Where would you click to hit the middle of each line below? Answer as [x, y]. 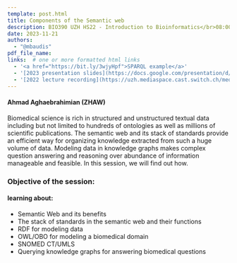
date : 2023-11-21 [33, 34]
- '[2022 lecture [39, 80]
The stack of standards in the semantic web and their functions [110, 221]
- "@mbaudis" [33, 47]
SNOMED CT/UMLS [46, 244]
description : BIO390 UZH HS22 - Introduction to [80, 27]
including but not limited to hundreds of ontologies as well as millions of [111, 125]
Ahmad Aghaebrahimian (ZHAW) [56, 102]
